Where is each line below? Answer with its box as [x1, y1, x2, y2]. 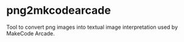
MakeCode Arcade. [6, 29, 55, 37]
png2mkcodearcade [6, 4, 111, 17]
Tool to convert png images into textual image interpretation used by [6, 23, 179, 31]
